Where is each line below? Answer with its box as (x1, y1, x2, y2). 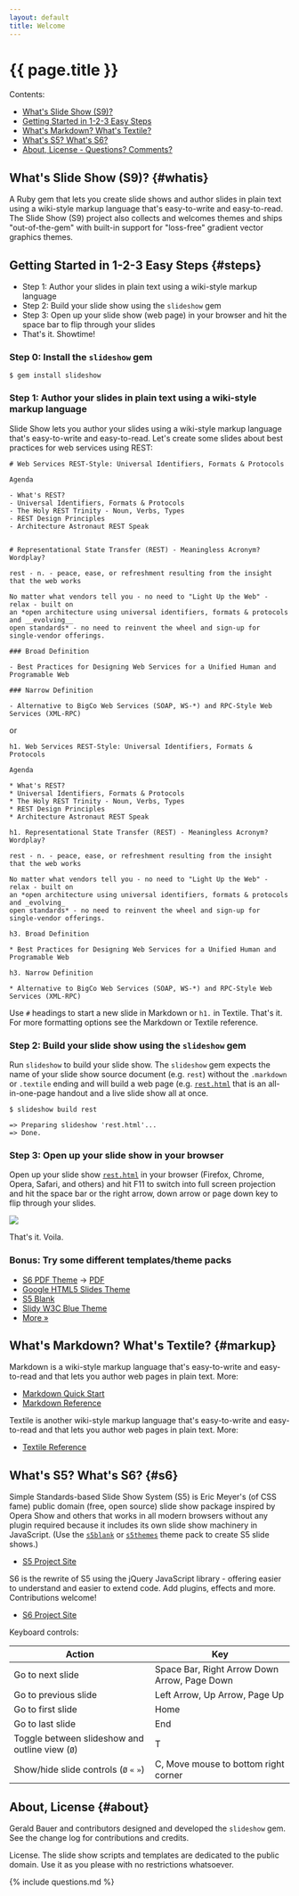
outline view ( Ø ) (13, 1743, 78, 1756)
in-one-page (9, 1087, 56, 1098)
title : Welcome (9, 21, 66, 30)
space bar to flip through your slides (21, 319, 156, 330)
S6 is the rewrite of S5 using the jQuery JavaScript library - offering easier (9, 1573, 282, 1584)
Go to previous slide (13, 1689, 98, 1702)
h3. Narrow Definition (9, 969, 93, 977)
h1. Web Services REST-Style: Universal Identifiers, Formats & (9, 742, 253, 751)
